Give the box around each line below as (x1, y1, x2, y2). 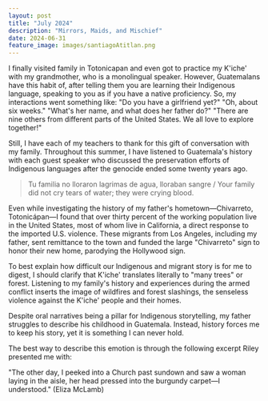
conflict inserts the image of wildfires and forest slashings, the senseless (8, 287, 249, 297)
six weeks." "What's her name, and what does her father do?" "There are (8, 106, 249, 116)
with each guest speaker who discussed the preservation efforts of (8, 155, 230, 165)
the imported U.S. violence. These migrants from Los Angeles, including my (8, 229, 258, 239)
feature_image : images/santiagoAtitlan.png (8, 42, 156, 50)
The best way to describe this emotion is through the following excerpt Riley (8, 343, 259, 353)
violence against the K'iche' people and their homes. (8, 295, 182, 305)
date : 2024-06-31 (8, 34, 66, 42)
